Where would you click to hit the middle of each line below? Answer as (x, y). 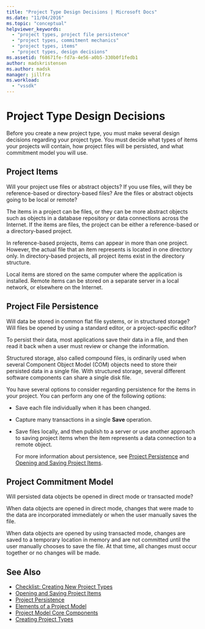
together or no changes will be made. (54, 553)
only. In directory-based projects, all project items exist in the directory (95, 256)
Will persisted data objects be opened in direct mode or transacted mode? (100, 497)
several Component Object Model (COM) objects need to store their (92, 364)
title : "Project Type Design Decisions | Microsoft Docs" (82, 12)
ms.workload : (23, 80)
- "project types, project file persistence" (71, 35)
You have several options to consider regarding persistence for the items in (101, 389)
